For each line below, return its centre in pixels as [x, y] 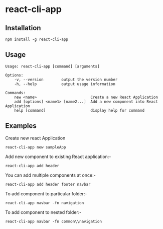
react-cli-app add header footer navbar [48, 184]
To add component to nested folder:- [43, 212]
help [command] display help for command [79, 110]
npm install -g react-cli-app [37, 39]
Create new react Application [35, 138]
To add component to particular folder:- [46, 194]
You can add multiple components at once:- [51, 175]
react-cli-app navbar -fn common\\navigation [53, 221]
